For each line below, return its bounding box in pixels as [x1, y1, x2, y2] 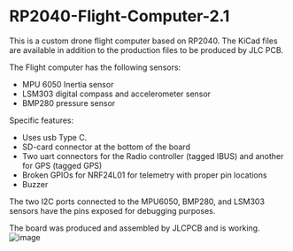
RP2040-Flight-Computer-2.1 [9, 6, 230, 27]
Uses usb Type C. [21, 132, 88, 142]
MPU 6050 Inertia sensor [21, 79, 114, 89]
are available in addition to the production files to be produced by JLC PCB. [9, 44, 284, 55]
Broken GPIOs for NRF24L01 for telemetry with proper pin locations [21, 170, 267, 180]
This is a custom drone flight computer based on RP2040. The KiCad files [9, 35, 278, 46]
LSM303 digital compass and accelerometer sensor [21, 88, 211, 99]
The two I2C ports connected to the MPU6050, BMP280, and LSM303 [9, 196, 266, 207]
